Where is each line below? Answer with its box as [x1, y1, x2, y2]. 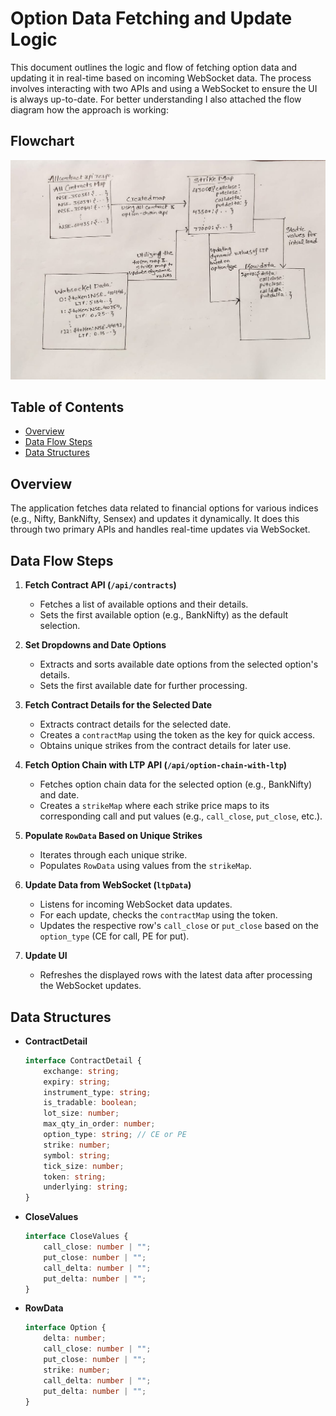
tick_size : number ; [43, 1161, 125, 1171]
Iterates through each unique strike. [39, 849, 188, 861]
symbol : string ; [43, 1150, 111, 1161]
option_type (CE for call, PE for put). [39, 930, 190, 942]
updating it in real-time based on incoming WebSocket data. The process [10, 72, 312, 84]
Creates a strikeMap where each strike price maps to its [39, 800, 270, 812]
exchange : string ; [43, 1066, 120, 1076]
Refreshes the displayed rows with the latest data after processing [39, 969, 313, 981]
